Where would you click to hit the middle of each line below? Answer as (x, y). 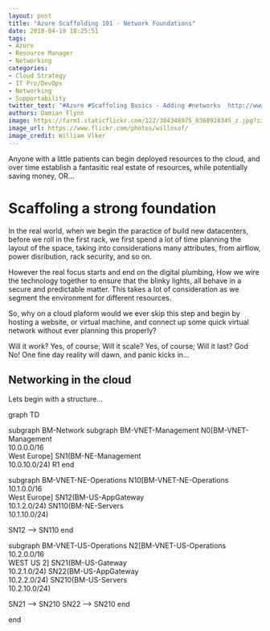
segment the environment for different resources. (90, 297)
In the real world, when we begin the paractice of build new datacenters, (129, 230)
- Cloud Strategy (37, 76)
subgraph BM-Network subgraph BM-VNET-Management (104, 430)
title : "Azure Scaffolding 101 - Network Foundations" (102, 23)
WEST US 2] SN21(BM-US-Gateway (67, 563)
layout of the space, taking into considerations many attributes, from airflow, (135, 247)
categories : (28, 68)
